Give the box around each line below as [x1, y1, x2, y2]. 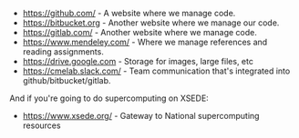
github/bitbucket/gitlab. [22, 75, 111, 85]
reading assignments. [22, 46, 105, 57]
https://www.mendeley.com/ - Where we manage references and [22, 36, 268, 47]
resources [22, 120, 61, 131]
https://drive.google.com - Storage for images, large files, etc [22, 56, 253, 66]
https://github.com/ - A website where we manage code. [22, 8, 236, 18]
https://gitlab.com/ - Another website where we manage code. [22, 27, 258, 37]
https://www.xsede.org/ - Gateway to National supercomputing [22, 111, 260, 121]
